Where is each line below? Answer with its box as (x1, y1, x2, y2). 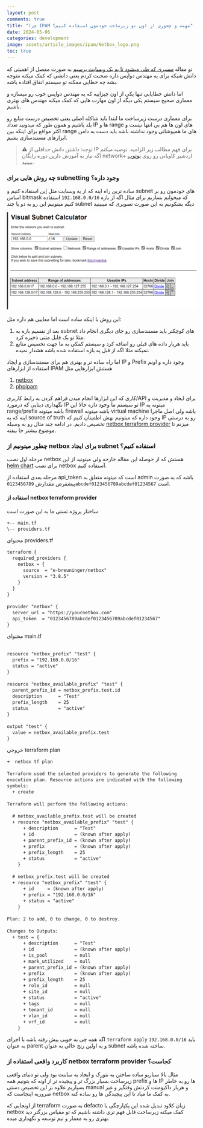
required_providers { (12, 555, 67, 561)
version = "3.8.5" (22, 573, 69, 579)
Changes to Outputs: (7, 928, 59, 934)
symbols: (7, 782, 29, 789)
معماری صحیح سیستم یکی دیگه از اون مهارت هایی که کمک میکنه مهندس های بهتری (7, 96, 193, 103)
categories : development (7, 35, 69, 42)
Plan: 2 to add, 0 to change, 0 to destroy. (7, 916, 120, 922)
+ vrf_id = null (22, 1018, 91, 1025)
